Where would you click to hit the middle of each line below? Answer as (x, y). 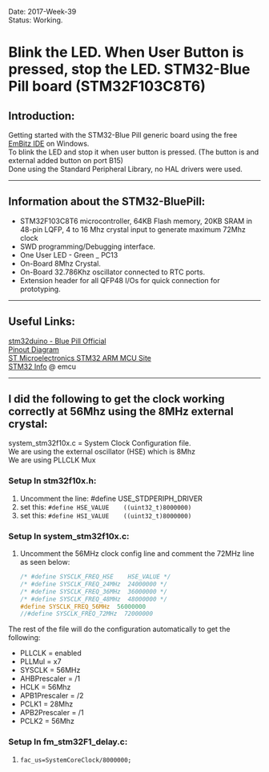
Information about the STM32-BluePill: (107, 202)
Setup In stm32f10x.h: (52, 481)
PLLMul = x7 (40, 662)
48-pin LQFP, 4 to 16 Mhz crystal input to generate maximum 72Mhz (132, 229)
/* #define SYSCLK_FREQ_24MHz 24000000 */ (94, 584)
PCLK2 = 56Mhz (47, 721)
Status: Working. (36, 20)
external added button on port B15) (66, 160)
